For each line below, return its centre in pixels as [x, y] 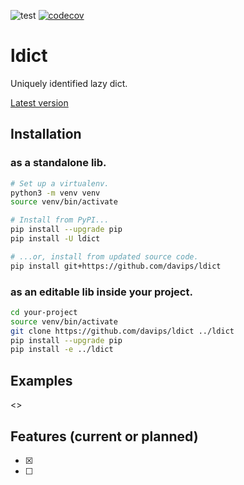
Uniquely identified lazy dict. [69, 83]
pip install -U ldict [55, 239]
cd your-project [44, 312]
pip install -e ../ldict [62, 350]
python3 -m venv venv [55, 193]
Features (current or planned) [104, 436]
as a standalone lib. [58, 163]
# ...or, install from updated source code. [104, 256]
